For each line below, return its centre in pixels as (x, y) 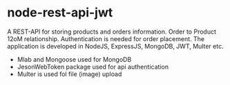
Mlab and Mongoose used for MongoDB (74, 59)
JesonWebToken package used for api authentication (93, 66)
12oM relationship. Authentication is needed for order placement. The (106, 38)
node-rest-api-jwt (60, 13)
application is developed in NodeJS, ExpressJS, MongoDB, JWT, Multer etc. (115, 46)
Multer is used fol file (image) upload (69, 74)
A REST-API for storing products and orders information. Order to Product (112, 32)
